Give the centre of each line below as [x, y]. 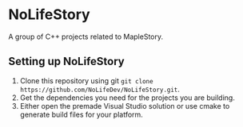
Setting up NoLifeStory [67, 62]
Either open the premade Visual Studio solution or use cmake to [125, 106]
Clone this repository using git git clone [86, 80]
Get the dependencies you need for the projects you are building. [127, 98]
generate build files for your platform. [82, 114]
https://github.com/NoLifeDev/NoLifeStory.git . [100, 89]
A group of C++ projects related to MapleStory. [86, 37]
